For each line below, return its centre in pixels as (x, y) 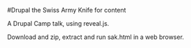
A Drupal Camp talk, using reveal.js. (58, 23)
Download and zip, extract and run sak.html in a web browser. (95, 37)
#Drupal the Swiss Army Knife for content (67, 10)
